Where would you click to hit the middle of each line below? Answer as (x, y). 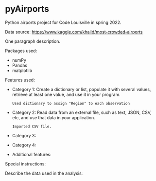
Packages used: (21, 51)
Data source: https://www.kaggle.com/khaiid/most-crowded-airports (74, 32)
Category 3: (24, 135)
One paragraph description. (33, 41)
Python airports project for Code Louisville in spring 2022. (63, 22)
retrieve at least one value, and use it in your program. (66, 94)
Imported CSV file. (32, 127)
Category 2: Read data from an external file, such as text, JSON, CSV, (82, 112)
